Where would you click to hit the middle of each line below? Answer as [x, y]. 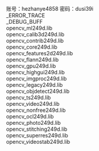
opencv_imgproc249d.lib [36, 78]
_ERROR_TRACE [26, 15]
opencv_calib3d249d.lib [35, 34]
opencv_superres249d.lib [37, 135]
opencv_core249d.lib [32, 47]
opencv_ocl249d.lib [30, 117]
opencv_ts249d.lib [29, 97]
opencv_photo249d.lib [33, 123]
